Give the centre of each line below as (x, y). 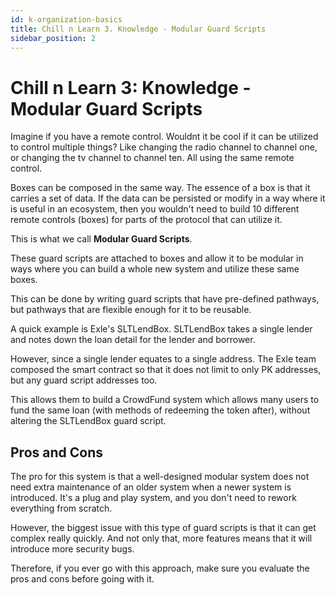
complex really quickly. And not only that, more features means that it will (161, 538)
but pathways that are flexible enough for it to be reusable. (131, 310)
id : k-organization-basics (66, 19)
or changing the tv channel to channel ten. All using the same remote (152, 158)
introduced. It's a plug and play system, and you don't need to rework (153, 498)
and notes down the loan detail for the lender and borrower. (133, 340)
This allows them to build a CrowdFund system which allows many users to (165, 400)
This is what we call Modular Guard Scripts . (101, 239)
